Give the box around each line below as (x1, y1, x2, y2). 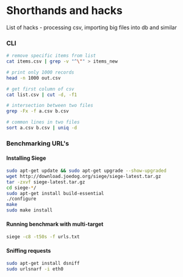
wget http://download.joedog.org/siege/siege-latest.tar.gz (6, 173, 162, 179)
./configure (6, 196, 36, 202)
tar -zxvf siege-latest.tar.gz (6, 179, 85, 185)
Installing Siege (6, 154, 47, 162)
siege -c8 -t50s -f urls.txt (6, 234, 80, 240)
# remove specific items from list (6, 53, 96, 59)
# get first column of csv (6, 86, 75, 92)
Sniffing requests (6, 247, 52, 254)
